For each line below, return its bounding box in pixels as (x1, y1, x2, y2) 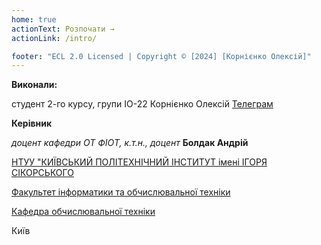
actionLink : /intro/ (11, 33, 98, 43)
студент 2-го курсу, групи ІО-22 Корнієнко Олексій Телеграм (11, 98, 274, 110)
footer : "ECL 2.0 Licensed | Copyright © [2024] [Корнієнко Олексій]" (11, 51, 312, 61)
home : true (11, 14, 57, 25)
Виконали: (11, 79, 58, 91)
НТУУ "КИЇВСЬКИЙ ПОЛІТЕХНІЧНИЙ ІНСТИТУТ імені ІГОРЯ (11, 156, 268, 168)
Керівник (11, 117, 53, 130)
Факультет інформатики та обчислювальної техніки (11, 186, 231, 198)
